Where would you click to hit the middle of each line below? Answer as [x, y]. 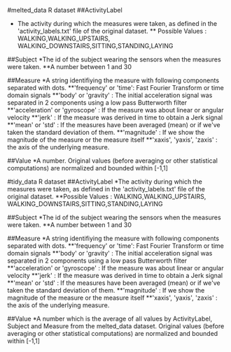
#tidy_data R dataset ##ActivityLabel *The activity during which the [105, 182]
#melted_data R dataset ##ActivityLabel [65, 10]
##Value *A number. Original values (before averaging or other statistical [113, 161]
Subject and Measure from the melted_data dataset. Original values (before [116, 326]
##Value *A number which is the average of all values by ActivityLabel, [110, 318]
